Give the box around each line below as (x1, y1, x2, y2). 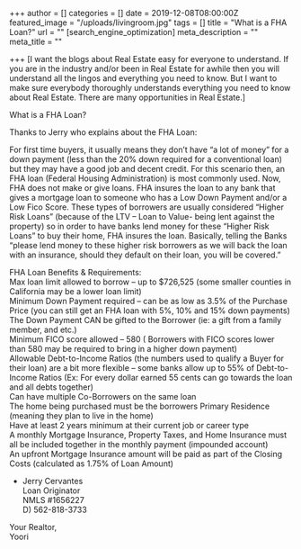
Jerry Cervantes (22, 476, 84, 486)
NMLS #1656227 (22, 495, 85, 505)
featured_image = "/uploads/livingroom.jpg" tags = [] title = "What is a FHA (9, 17, 288, 28)
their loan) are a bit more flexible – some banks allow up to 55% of (9, 363, 254, 373)
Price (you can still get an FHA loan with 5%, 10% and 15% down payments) (9, 305, 290, 316)
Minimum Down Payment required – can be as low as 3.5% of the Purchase (9, 296, 288, 306)
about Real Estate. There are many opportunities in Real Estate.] (9, 92, 245, 103)
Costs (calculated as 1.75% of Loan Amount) (9, 458, 173, 469)
